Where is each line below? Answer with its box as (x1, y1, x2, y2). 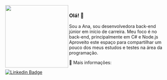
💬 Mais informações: (69, 59, 112, 65)
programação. (69, 50, 99, 56)
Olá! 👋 (69, 12, 84, 19)
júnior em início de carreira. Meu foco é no (69, 28, 157, 34)
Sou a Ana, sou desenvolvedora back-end (69, 23, 156, 29)
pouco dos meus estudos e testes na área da (69, 44, 162, 50)
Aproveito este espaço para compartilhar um (69, 39, 162, 45)
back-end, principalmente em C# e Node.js (69, 34, 158, 40)
